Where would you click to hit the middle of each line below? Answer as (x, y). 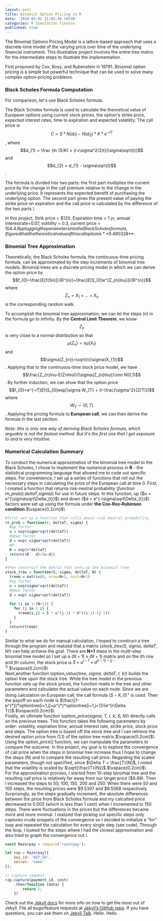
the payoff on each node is (32, 700)
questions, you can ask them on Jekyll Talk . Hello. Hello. (62, 913)
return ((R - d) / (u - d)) (32, 554)
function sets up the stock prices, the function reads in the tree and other (79, 684)
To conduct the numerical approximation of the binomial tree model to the (79, 462)
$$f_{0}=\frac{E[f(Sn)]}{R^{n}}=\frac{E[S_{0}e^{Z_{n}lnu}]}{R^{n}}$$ (82, 280)
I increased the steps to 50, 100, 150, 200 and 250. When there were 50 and (81, 783)
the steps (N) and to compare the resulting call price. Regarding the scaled (80, 757)
